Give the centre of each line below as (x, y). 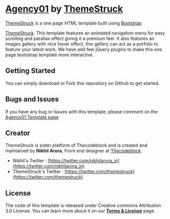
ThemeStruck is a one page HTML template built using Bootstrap (74, 23)
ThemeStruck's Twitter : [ (39, 171)
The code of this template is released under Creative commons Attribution (83, 206)
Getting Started (30, 71)
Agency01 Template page (32, 117)
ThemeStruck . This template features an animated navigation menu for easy (85, 33)
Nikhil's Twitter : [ (31, 161)
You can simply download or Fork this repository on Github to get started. (82, 83)
